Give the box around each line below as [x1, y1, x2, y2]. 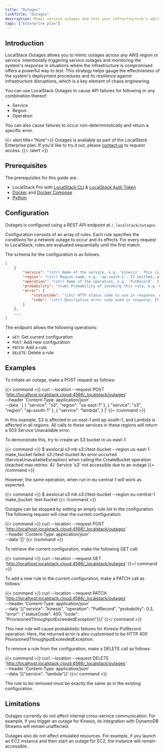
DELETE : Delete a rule [12, 350, 54, 356]
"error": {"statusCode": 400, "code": [5, 611, 79, 617]
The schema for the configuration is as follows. [5, 251, 101, 257]
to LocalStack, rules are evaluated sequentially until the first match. [5, 242, 141, 248]
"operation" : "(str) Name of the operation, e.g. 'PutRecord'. [23, 279, 155, 284]
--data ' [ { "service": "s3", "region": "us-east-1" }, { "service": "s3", [5, 402, 142, 408]
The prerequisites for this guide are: [5, 175, 78, 181]
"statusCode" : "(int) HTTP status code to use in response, [31, 293, 157, 297]
